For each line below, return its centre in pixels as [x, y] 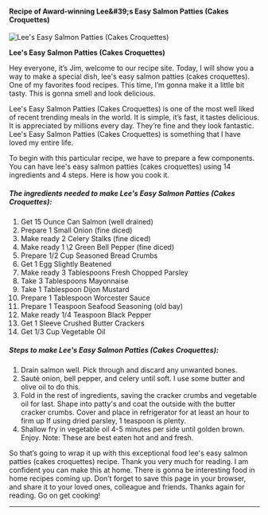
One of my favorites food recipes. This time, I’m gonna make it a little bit [127, 85]
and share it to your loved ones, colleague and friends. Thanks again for [127, 487]
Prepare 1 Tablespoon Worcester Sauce [85, 298]
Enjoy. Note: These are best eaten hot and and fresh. [107, 438]
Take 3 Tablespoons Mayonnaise [74, 281]
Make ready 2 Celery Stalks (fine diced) [85, 239]
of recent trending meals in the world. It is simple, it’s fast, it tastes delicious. [134, 117]
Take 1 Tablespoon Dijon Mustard [75, 290]
